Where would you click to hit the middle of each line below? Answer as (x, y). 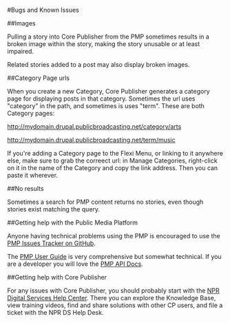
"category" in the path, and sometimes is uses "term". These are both (106, 106)
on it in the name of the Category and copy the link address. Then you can (113, 168)
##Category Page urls (39, 78)
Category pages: (31, 113)
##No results (25, 188)
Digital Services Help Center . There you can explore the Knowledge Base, (112, 298)
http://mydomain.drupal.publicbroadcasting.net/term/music (91, 140)
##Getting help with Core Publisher (57, 277)
